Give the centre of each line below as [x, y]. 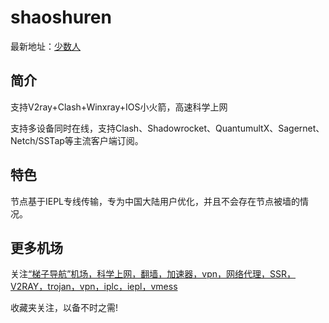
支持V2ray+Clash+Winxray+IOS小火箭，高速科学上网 [119, 107]
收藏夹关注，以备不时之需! [64, 308]
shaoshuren [61, 17]
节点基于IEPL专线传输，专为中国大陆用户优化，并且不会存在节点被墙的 [155, 201]
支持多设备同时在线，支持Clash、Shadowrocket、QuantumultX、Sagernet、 [167, 128]
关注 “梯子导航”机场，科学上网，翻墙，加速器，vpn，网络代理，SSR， [153, 274]
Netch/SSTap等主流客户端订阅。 [77, 140]
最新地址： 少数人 [45, 46]
